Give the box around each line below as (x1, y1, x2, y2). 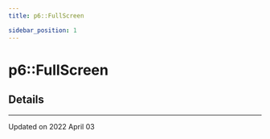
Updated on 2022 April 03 (8, 121, 95, 131)
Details (8, 93, 44, 107)
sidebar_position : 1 (8, 26, 78, 35)
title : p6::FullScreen (8, 11, 84, 20)
